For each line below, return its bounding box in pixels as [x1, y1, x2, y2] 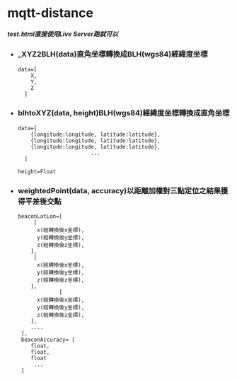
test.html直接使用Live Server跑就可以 [7, 30, 119, 38]
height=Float [17, 168, 57, 175]
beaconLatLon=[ [17, 213, 63, 220]
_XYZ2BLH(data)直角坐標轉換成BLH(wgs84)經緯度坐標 [17, 50, 208, 59]
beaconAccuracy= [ [21, 336, 76, 344]
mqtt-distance [7, 5, 94, 21]
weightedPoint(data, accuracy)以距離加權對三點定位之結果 [17, 185, 221, 195]
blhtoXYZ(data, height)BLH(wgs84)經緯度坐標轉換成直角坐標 [17, 108, 230, 118]
